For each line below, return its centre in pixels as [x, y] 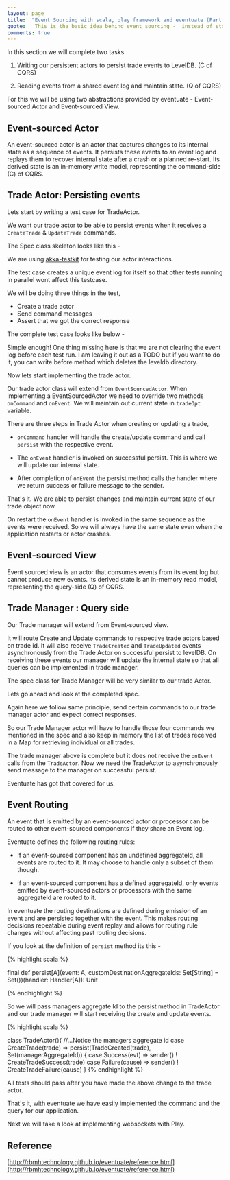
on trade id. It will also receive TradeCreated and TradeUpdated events [104, 645]
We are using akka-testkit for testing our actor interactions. [90, 259]
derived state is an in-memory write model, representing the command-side [114, 167]
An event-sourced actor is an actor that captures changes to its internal [108, 145]
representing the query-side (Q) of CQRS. [66, 587]
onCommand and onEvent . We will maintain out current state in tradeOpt [104, 403]
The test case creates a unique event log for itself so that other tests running [115, 272]
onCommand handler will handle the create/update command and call [111, 437]
